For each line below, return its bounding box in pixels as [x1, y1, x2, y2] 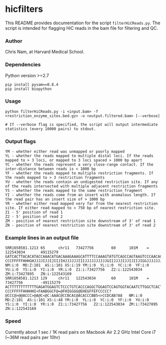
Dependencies [5, 61, 41, 68]
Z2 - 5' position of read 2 [5, 214, 63, 219]
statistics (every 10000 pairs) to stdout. [5, 126, 96, 131]
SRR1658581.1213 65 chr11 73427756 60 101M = [5, 245, 149, 251]
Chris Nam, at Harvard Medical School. [5, 49, 85, 55]
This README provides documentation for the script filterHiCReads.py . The [5, 20, 161, 26]
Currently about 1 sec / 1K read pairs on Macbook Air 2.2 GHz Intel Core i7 [5, 329, 156, 335]
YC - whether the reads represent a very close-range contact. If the [5, 162, 154, 167]
